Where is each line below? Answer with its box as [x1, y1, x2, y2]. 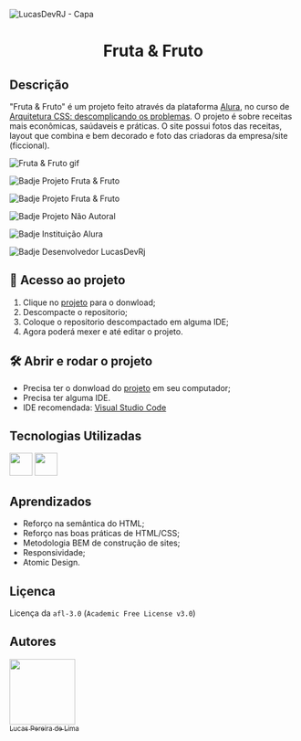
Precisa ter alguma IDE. [22, 392, 111, 403]
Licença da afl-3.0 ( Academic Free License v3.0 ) [9, 608, 196, 619]
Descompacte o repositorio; [22, 306, 128, 317]
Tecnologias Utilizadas [9, 429, 142, 444]
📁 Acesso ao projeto [9, 272, 126, 288]
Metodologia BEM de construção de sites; [22, 537, 181, 548]
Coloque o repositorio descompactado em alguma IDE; [22, 316, 230, 327]
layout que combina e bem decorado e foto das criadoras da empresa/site [9, 131, 288, 141]
